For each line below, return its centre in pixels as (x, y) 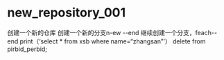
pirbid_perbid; (27, 49)
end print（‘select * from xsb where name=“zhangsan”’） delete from (106, 41)
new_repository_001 (67, 13)
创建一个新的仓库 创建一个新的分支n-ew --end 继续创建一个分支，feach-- (112, 32)
